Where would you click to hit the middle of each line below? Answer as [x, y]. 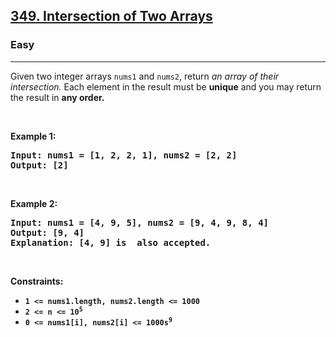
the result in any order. [57, 97]
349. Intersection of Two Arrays [111, 16]
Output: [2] [39, 165]
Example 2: [34, 203]
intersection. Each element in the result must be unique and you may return [166, 86]
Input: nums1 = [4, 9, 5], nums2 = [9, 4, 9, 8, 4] [140, 222]
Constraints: [37, 281]
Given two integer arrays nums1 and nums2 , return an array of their [145, 76]
